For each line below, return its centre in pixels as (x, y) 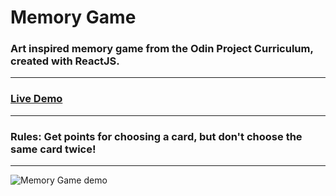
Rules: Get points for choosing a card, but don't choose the (156, 136)
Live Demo (36, 99)
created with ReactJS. (65, 61)
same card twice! (53, 149)
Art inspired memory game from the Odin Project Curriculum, (162, 49)
